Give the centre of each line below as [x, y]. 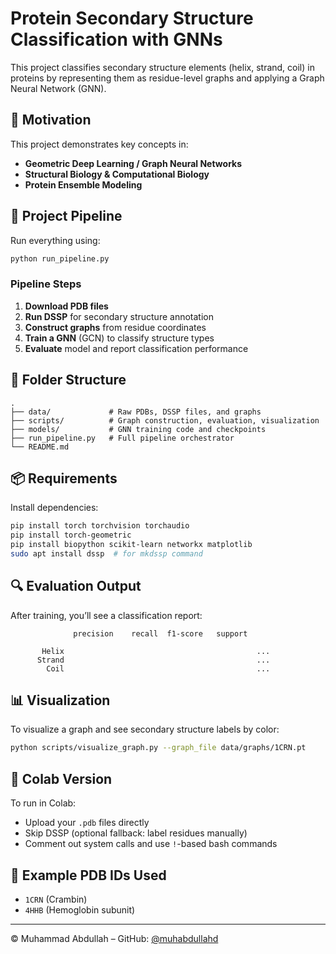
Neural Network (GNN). [58, 88]
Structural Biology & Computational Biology [117, 174]
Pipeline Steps [46, 284]
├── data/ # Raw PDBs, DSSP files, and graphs [136, 412]
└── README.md [40, 447]
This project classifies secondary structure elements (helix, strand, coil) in [162, 67]
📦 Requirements [64, 478]
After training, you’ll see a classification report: [106, 615]
